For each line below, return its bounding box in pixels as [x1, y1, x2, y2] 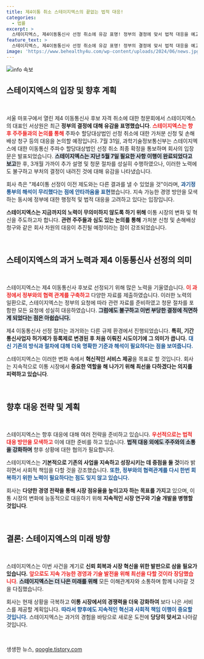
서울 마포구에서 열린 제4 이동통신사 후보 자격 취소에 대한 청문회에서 [6, 114, 165, 121]
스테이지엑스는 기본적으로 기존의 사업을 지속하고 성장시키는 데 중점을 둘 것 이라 [6, 459, 189, 466]
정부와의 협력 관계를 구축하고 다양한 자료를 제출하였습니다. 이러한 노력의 [22, 292, 192, 299]
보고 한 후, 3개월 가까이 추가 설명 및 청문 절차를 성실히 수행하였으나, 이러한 [6, 160, 181, 167]
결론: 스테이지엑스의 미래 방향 [6, 533, 110, 544]
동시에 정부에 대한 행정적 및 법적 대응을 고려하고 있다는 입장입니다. [17, 196, 175, 203]
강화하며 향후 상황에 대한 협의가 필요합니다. [12, 446, 115, 453]
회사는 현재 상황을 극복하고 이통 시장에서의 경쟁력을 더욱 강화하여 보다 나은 [6, 598, 182, 605]
